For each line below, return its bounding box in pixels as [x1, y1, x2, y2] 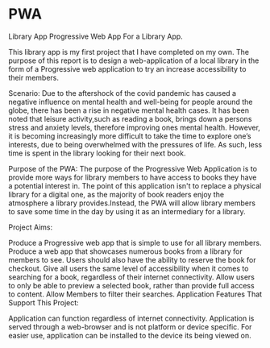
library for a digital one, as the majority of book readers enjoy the [8, 189, 224, 199]
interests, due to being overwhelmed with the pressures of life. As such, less [8, 139, 263, 149]
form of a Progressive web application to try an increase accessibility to [8, 64, 247, 73]
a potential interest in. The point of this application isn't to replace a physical [8, 180, 262, 190]
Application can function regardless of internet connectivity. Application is [8, 313, 255, 323]
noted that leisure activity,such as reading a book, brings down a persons [8, 114, 252, 123]
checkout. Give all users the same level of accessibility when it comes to [8, 263, 249, 273]
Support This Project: [8, 297, 79, 307]
